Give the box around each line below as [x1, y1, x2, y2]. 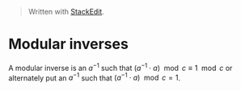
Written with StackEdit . [27, 7, 105, 16]
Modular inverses [8, 35, 129, 53]
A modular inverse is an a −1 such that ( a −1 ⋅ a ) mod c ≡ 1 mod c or [8, 61, 233, 72]
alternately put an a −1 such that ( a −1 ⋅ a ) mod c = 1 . [8, 72, 180, 83]
